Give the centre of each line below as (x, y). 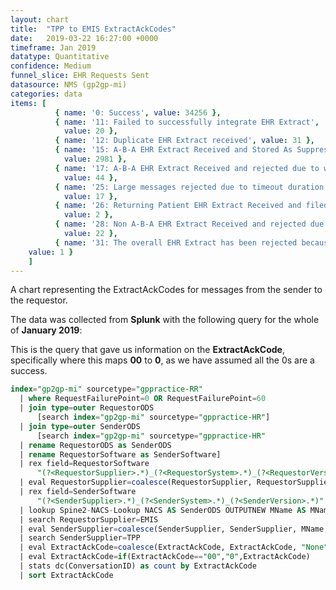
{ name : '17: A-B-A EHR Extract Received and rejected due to (187, 168)
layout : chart (40, 19)
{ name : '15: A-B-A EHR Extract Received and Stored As (173, 150)
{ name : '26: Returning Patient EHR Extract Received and (178, 206)
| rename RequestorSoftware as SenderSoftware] (120, 454)
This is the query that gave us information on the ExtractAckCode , (147, 350)
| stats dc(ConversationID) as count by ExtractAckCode (138, 566)
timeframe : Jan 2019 (53, 47)
